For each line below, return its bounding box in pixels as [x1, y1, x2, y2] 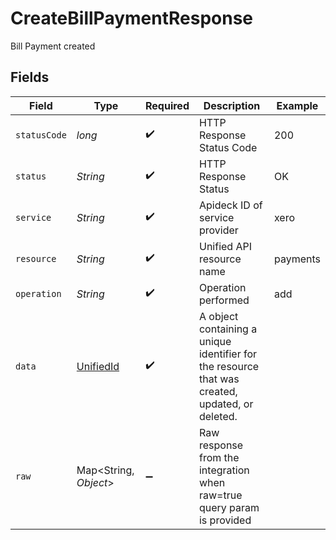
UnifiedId [76, 359, 120, 373]
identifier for [198, 347, 258, 361]
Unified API [198, 239, 252, 253]
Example [276, 98, 319, 112]
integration [198, 463, 250, 477]
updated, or [198, 397, 254, 411]
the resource [198, 359, 260, 373]
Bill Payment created [10, 40, 96, 52]
